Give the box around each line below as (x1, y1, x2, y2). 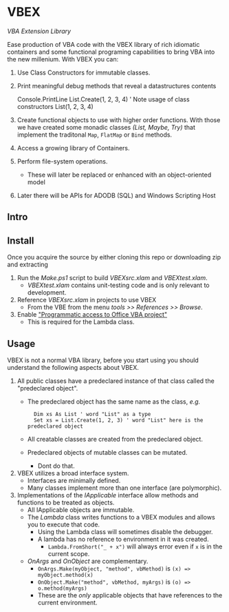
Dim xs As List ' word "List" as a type (33, 411, 151, 417)
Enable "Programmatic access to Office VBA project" (17, 310, 167, 319)
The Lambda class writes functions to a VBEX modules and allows (27, 513, 215, 521)
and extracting (7, 260, 48, 269)
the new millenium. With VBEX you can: (7, 55, 119, 63)
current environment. (37, 598, 98, 606)
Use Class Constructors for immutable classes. (17, 68, 151, 77)
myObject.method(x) (37, 571, 94, 578)
